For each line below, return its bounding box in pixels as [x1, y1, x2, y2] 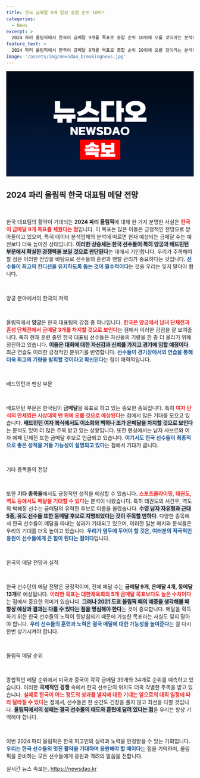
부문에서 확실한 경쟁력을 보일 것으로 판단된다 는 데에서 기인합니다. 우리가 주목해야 [6, 248, 193, 256]
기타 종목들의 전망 [6, 466, 48, 473]
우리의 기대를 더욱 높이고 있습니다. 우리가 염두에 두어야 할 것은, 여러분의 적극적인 [6, 527, 192, 534]
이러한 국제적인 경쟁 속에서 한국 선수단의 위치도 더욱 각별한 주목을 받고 [23, 684, 187, 691]
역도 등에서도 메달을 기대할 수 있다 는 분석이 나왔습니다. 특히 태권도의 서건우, [6, 497, 182, 505]
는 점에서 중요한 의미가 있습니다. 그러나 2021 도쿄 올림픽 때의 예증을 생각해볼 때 [6, 598, 190, 605]
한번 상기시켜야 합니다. [6, 628, 59, 635]
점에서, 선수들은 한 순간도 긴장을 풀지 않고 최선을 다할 [49, 699, 174, 706]
